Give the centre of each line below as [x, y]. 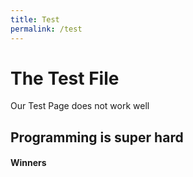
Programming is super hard [97, 137]
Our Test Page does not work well [80, 106]
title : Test [35, 19]
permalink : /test [46, 29]
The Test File [65, 78]
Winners [28, 163]
